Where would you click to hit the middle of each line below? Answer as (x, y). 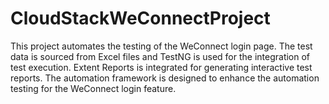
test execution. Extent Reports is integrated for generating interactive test (161, 67)
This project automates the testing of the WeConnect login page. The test (161, 46)
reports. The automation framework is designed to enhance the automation (165, 78)
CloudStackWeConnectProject (140, 18)
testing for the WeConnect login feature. (93, 88)
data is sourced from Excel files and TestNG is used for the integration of (160, 56)
